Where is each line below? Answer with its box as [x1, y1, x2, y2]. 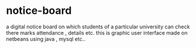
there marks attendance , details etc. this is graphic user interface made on [6, 29, 188, 36]
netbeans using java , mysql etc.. [6, 35, 86, 42]
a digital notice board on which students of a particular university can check [6, 23, 190, 30]
